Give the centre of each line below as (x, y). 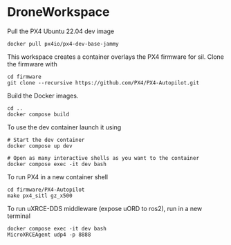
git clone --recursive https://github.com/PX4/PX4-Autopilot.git (103, 83)
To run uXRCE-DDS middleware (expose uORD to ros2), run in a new (105, 208)
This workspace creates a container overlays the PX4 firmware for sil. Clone (116, 57)
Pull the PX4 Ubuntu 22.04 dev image (61, 31)
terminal (19, 216)
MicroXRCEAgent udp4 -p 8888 (49, 235)
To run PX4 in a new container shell (58, 176)
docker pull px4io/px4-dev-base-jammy (63, 44)
